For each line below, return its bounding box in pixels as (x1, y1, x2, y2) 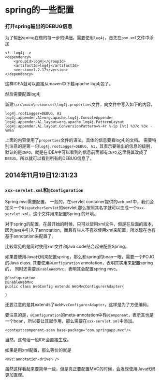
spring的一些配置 (5, 4, 74, 16)
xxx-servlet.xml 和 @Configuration (5, 187, 84, 193)
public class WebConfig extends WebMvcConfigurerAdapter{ (5, 284, 124, 289)
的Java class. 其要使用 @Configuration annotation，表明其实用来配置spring (5, 260, 153, 266)
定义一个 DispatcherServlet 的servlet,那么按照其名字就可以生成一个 (5, 205, 137, 211)
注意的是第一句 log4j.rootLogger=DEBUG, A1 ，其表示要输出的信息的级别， (9, 143, 155, 149)
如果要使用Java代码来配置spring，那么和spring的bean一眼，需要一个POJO (5, 254, 155, 260)
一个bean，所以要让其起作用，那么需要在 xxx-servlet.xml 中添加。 (5, 318, 137, 324)
